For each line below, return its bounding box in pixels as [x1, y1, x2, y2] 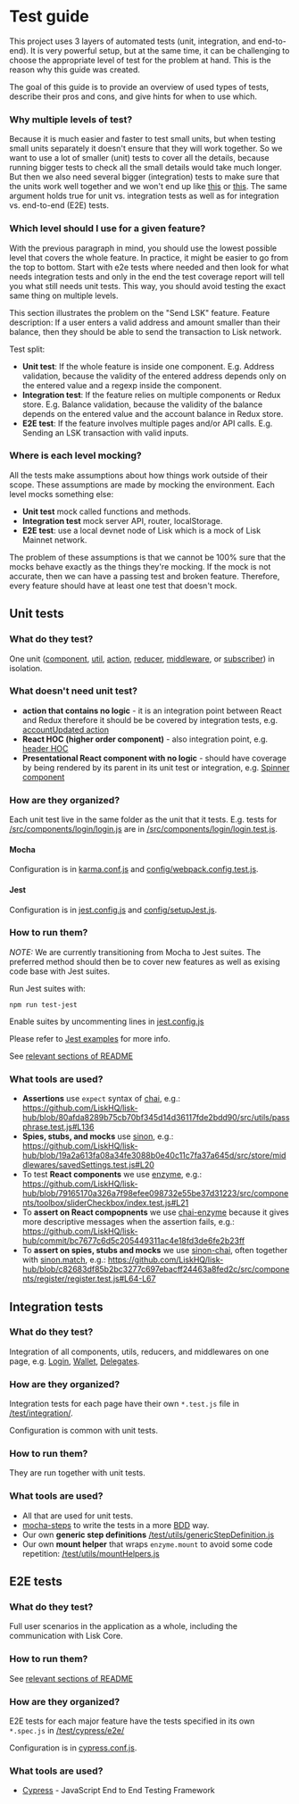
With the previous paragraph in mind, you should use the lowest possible [9, 243, 278, 254]
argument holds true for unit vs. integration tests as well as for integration [9, 190, 279, 202]
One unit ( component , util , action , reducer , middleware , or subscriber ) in [9, 653, 275, 664]
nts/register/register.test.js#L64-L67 [21, 1274, 156, 1284]
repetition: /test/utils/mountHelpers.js [21, 1548, 161, 1559]
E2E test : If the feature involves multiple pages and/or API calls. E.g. [21, 418, 273, 428]
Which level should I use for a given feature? [9, 222, 206, 235]
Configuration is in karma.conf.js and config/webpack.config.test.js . [9, 864, 259, 875]
